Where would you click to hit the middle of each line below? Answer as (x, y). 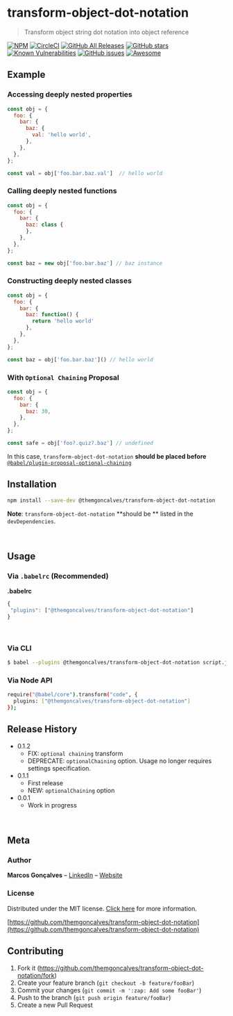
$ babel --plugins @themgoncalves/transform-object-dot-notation (103, 663)
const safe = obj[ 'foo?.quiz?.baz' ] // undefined (80, 443)
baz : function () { (52, 315)
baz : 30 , (38, 411)
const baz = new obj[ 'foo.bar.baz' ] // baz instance (85, 263)
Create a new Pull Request (55, 1005)
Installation (32, 484)
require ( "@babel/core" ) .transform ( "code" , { (72, 695)
